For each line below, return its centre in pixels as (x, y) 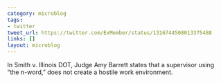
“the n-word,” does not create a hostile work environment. (90, 72)
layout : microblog (34, 45)
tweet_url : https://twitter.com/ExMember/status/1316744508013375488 (110, 33)
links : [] (21, 39)
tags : (15, 20)
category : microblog (37, 13)
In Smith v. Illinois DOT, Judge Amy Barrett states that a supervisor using (111, 65)
